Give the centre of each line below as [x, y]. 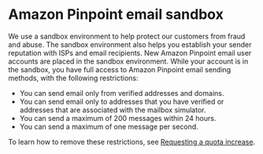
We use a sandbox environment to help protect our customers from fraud [127, 36]
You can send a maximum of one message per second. [109, 126]
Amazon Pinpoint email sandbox [116, 15]
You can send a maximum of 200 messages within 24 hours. [118, 118]
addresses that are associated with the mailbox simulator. [113, 110]
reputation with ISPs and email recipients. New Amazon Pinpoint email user [130, 53]
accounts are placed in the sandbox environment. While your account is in [128, 61]
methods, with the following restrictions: [73, 78]
